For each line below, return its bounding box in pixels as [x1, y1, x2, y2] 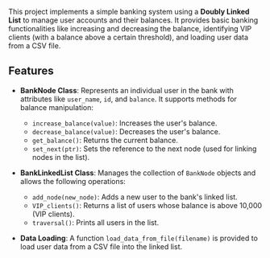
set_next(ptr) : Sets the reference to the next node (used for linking [31, 144, 257, 154]
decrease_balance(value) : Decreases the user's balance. [31, 126, 221, 136]
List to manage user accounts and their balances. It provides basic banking [8, 15, 259, 25]
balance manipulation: [19, 102, 94, 112]
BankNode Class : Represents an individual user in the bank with [19, 85, 234, 95]
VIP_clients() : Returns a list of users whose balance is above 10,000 [31, 200, 263, 210]
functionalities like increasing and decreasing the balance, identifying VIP [8, 24, 252, 33]
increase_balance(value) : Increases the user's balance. [31, 118, 218, 128]
